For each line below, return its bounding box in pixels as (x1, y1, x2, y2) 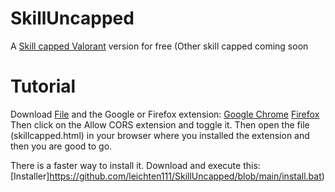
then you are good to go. (10, 140, 113, 152)
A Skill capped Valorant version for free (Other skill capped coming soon (10, 40, 309, 52)
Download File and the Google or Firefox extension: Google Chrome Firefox (10, 108, 320, 120)
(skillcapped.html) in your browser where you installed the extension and (10, 129, 310, 141)
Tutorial (10, 75, 77, 98)
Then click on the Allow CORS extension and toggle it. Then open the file (10, 118, 310, 131)
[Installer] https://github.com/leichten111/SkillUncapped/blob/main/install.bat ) (10, 170, 325, 182)
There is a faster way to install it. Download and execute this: (10, 159, 261, 171)
